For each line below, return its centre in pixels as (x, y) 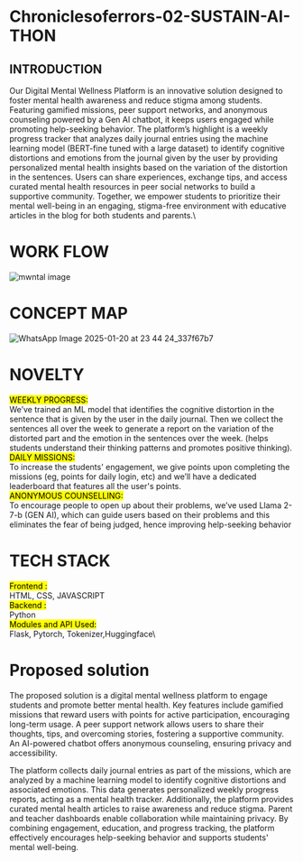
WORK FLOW (60, 252)
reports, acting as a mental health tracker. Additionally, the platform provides (151, 799)
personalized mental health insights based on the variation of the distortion (149, 167)
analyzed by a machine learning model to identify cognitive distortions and (148, 780)
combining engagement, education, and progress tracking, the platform (142, 828)
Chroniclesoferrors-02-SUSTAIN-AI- (150, 17)
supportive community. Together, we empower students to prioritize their (145, 196)
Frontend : (28, 586)
